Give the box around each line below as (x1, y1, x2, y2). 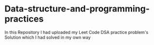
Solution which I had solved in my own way (4, 34, 91, 40)
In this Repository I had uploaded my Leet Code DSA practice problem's (4, 29, 149, 35)
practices (4, 13, 44, 24)
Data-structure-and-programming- (4, 3, 150, 14)
